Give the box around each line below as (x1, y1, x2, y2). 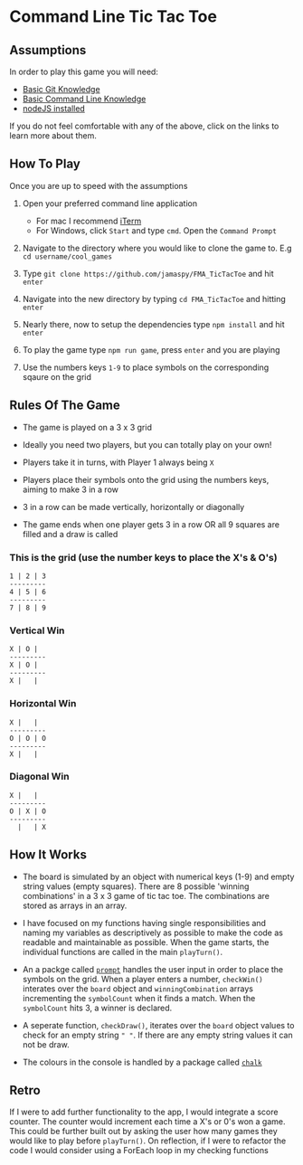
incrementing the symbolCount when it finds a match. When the (22, 992, 256, 1003)
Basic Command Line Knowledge (22, 93, 147, 104)
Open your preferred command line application (22, 197, 197, 209)
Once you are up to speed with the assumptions (9, 180, 188, 191)
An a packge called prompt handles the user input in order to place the (22, 963, 284, 974)
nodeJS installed (22, 103, 86, 114)
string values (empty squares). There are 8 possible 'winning (22, 880, 250, 892)
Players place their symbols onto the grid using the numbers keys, (22, 474, 270, 485)
